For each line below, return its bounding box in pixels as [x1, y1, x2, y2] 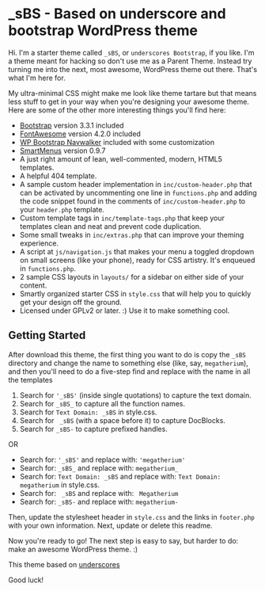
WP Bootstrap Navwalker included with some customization [19, 137, 215, 147]
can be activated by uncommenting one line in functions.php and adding [19, 188, 257, 197]
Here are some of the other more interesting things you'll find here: [8, 105, 227, 115]
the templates [8, 375, 53, 384]
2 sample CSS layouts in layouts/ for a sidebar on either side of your [19, 272, 244, 281]
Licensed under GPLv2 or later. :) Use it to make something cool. [19, 306, 230, 315]
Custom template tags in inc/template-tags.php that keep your [19, 213, 225, 223]
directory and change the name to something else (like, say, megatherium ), [8, 358, 249, 368]
